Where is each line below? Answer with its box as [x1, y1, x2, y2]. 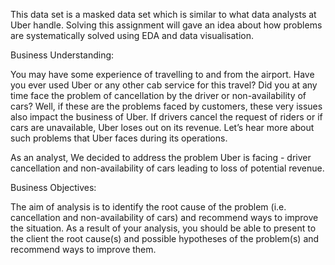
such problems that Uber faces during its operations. [10, 132, 228, 144]
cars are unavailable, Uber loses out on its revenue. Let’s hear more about [10, 122, 315, 133]
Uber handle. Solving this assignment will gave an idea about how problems [10, 19, 323, 31]
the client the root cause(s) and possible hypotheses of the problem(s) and [10, 233, 320, 244]
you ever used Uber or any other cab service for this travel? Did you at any [10, 79, 318, 91]
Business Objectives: [10, 182, 97, 193]
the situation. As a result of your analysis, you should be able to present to [10, 222, 317, 234]
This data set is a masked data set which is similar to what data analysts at [10, 9, 317, 20]
